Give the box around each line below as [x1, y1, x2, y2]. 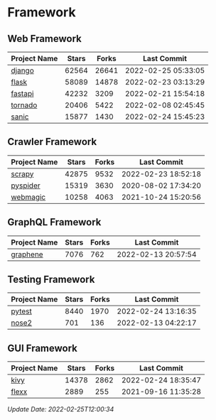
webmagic [11, 192, 46, 202]
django [11, 65, 34, 75]
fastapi [11, 89, 34, 98]
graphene [11, 249, 44, 259]
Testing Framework [7, 274, 95, 286]
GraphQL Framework [7, 216, 102, 228]
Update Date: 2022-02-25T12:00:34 [7, 405, 114, 414]
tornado [11, 100, 38, 110]
